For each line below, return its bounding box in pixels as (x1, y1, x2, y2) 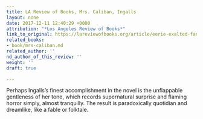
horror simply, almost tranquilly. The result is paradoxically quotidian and (6, 100, 187, 107)
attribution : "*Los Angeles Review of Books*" (6, 25, 126, 32)
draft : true (6, 65, 36, 71)
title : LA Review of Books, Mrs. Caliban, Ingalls (6, 8, 137, 15)
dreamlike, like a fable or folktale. (6, 106, 89, 114)
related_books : (6, 37, 45, 43)
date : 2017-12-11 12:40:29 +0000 (6, 20, 91, 26)
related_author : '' (6, 48, 56, 54)
